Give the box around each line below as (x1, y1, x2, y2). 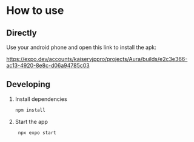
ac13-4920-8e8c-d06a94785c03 (6, 62, 90, 69)
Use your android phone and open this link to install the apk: (6, 44, 156, 51)
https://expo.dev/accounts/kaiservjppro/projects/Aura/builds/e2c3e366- (6, 56, 188, 62)
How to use (6, 4, 64, 18)
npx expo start (18, 129, 56, 136)
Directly (6, 28, 38, 38)
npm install (15, 107, 45, 113)
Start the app (15, 118, 48, 125)
